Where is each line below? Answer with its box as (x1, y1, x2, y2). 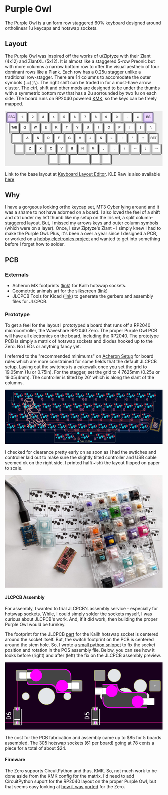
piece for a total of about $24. (5, 745, 67, 751)
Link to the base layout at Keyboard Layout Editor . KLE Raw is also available (5, 171, 160, 177)
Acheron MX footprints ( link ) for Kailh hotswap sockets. (12, 283, 127, 289)
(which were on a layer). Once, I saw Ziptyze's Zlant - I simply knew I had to (5, 225, 161, 231)
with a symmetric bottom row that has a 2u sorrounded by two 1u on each (5, 90, 157, 96)
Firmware (5, 757, 26, 763)
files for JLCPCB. (12, 299, 48, 305)
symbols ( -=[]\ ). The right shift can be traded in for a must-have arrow (5, 79, 151, 85)
